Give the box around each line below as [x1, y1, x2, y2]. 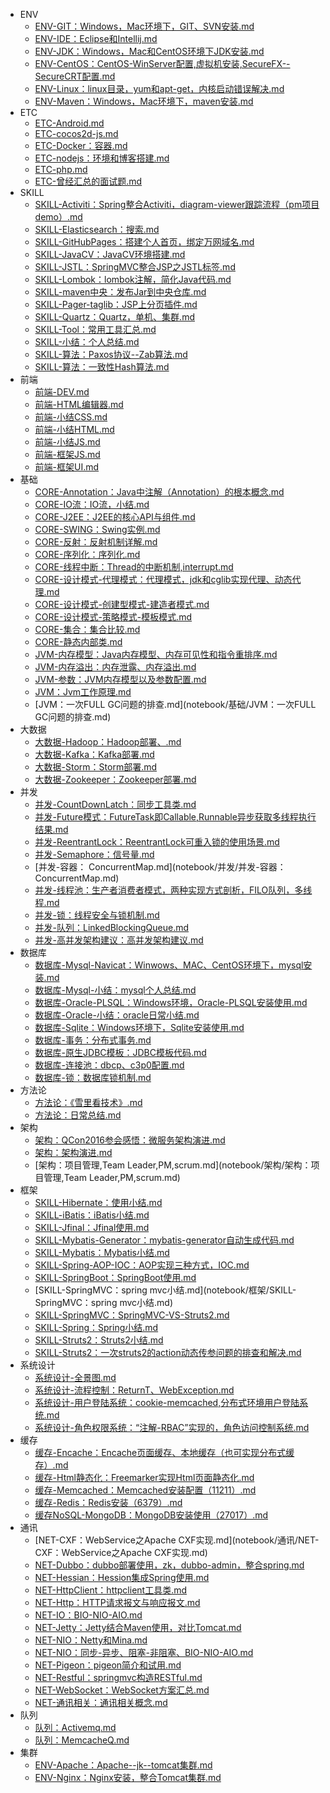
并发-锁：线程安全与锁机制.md [34, 909, 160, 921]
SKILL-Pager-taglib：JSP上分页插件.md [34, 299, 198, 310]
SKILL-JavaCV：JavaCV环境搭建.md [34, 249, 186, 260]
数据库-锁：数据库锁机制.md [34, 1072, 152, 1083]
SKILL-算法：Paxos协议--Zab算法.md [34, 349, 188, 360]
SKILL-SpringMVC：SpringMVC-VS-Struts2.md [34, 1309, 230, 1321]
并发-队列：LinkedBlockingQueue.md [34, 922, 190, 933]
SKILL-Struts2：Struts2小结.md [34, 1334, 164, 1346]
